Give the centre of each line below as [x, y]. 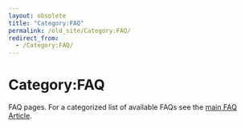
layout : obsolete [37, 16]
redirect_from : [34, 38]
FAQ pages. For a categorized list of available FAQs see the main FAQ [122, 107]
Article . [20, 116]
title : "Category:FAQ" [46, 23]
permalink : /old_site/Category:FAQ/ [69, 30]
